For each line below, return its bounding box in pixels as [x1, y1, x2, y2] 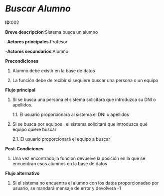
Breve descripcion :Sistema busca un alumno [5, 29, 98, 35]
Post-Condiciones [5, 145, 44, 152]
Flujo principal [5, 87, 36, 93]
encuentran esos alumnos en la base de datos [12, 160, 107, 167]
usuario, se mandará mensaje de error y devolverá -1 [12, 185, 121, 191]
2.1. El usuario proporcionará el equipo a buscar [12, 136, 111, 142]
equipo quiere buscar [12, 126, 57, 132]
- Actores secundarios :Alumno [5, 48, 69, 54]
